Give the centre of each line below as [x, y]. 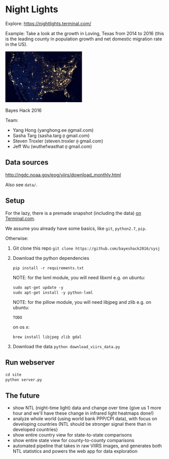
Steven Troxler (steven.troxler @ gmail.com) [58, 141]
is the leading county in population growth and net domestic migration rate [84, 39]
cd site [14, 375]
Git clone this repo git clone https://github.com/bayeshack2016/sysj [86, 248]
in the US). [17, 44]
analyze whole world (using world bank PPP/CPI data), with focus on [85, 419]
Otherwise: [17, 238]
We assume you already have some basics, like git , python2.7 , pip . [76, 228]
